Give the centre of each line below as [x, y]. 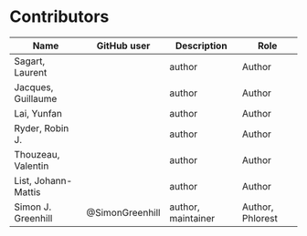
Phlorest [260, 218]
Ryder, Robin [42, 128]
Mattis [27, 191]
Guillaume [36, 98]
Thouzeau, [37, 154]
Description [201, 46]
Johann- [53, 180]
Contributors [59, 17]
